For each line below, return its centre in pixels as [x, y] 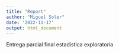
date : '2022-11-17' [30, 22]
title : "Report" [26, 11]
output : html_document [34, 28]
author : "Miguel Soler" [36, 17]
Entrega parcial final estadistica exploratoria [60, 45]
